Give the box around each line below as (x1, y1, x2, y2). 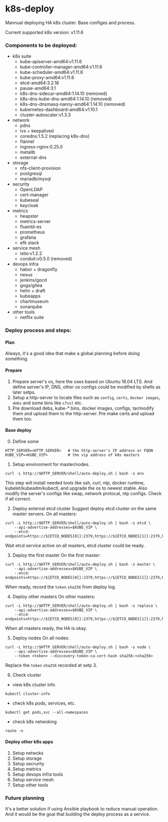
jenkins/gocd (19, 277, 47, 283)
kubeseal (19, 197, 39, 203)
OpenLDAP (19, 187, 43, 193)
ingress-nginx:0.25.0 (19, 144, 63, 150)
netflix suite (19, 314, 44, 320)
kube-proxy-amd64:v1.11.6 (19, 75, 74, 81)
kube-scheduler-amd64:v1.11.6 (19, 69, 83, 75)
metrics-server (19, 219, 51, 225)
